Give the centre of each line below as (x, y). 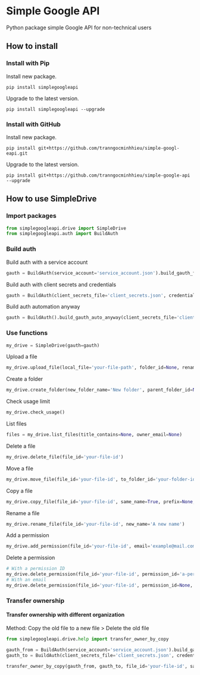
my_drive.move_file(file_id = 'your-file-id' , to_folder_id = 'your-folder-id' (102, 479)
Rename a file (23, 513)
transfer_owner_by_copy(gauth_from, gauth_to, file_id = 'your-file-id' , (97, 666)
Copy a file (19, 491)
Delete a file (21, 446)
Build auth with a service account (47, 262)
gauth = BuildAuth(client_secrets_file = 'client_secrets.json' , (86, 295)
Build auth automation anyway (43, 307)
